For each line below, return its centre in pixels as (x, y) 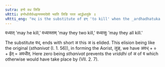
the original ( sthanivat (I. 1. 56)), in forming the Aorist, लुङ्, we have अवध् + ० (81, 48)
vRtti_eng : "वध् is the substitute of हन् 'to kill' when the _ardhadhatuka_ (84, 19)
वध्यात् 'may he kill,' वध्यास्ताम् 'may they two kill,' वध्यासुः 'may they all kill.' (74, 33)
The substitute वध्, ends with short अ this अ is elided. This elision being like (80, 43)
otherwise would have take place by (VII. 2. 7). (52, 59)
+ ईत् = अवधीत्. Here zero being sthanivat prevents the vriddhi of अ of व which (82, 54)
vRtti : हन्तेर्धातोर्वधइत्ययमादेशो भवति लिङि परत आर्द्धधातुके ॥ (50, 14)
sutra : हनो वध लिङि (23, 10)
